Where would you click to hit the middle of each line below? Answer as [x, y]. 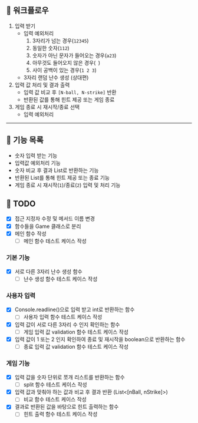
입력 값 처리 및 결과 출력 [42, 85]
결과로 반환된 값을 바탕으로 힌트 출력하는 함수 [67, 407]
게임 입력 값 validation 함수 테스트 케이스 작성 [76, 332]
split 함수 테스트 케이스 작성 [55, 385]
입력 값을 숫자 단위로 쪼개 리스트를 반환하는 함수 [70, 377]
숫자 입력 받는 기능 [36, 156]
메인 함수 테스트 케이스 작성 [55, 241]
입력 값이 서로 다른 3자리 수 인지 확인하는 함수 [67, 324]
